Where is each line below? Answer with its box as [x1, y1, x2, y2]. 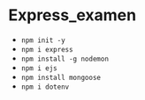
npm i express [20, 45, 73, 54]
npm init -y [20, 36, 65, 45]
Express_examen [8, 5, 137, 25]
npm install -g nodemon [20, 54, 110, 63]
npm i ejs [20, 63, 58, 73]
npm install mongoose [20, 73, 101, 82]
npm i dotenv [20, 82, 70, 91]
